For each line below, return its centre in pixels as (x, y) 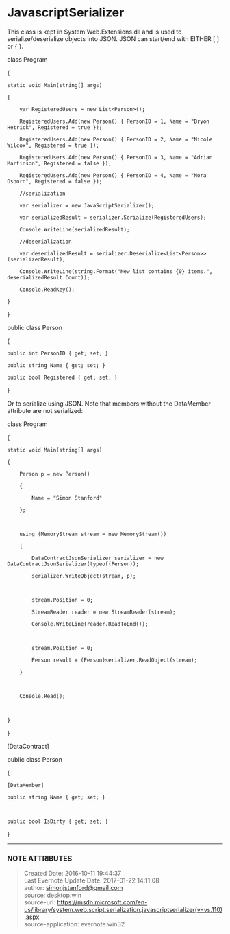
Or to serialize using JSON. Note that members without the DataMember (109, 404)
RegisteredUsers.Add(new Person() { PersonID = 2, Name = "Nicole (116, 139)
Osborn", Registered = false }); (55, 181)
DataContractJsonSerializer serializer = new (98, 558)
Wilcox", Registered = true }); (53, 145)
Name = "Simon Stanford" (67, 498)
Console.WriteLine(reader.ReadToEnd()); (90, 624)
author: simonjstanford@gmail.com (73, 888)
